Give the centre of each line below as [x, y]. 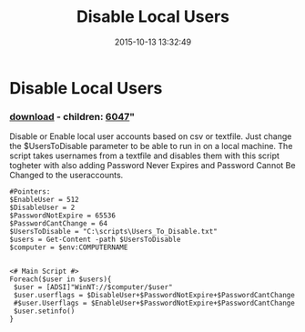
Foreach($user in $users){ [61, 279]
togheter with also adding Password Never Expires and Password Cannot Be [152, 166]
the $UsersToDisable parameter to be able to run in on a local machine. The [151, 146]
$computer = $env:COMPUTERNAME [69, 247]
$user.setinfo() [44, 311]
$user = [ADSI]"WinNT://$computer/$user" [93, 287]
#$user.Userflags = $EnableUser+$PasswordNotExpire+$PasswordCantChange [154, 303]
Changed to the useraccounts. [66, 176]
